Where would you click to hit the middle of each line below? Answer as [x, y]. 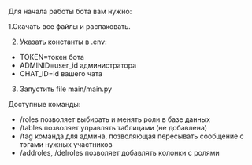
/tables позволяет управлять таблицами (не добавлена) [113, 128]
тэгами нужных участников [66, 144]
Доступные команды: [44, 104]
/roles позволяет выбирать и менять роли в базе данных [115, 119]
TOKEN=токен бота [52, 57]
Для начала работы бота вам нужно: [70, 11]
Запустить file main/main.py [66, 89]
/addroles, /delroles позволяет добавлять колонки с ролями [120, 153]
